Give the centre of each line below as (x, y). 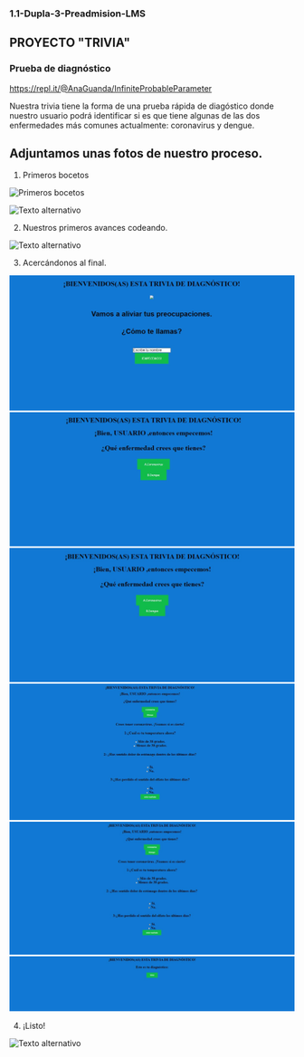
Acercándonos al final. (64, 263)
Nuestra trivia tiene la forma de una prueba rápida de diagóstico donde (142, 106)
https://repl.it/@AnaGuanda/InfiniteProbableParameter (111, 88)
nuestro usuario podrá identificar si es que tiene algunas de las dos (135, 115)
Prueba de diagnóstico (60, 69)
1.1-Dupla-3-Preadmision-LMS (78, 14)
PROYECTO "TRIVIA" (70, 43)
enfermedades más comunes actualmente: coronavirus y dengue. (132, 125)
